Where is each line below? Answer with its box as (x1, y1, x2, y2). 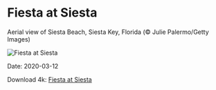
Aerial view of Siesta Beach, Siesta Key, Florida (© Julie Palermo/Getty (7, 28, 209, 36)
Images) (7, 35, 31, 43)
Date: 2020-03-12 (7, 62, 59, 70)
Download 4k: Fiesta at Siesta (7, 75, 92, 84)
